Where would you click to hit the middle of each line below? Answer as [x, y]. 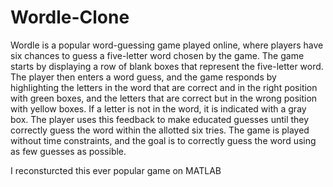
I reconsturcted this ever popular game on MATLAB [116, 170]
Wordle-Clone [70, 17]
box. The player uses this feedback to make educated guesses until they [160, 119]
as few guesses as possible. [68, 151]
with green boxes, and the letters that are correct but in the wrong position [164, 98]
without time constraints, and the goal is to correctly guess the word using [163, 140]
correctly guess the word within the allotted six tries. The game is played [160, 130]
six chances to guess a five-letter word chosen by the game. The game [157, 55]
